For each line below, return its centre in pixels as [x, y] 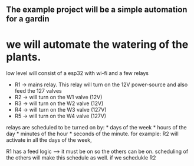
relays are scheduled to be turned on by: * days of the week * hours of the [96, 128]
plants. [24, 57]
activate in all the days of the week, [49, 140]
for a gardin [28, 19]
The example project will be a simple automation [97, 10]
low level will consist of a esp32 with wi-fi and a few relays [78, 73]
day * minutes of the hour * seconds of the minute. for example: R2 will [92, 134]
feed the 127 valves [38, 91]
